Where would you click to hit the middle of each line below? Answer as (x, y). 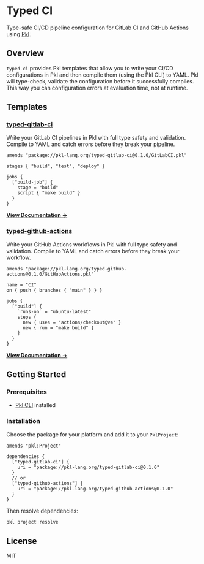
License (22, 541)
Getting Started (36, 375)
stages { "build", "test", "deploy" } (56, 166)
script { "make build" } (49, 193)
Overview (25, 54)
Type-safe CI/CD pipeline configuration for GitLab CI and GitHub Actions (98, 28)
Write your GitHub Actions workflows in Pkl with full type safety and (92, 244)
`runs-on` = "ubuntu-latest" (54, 311)
